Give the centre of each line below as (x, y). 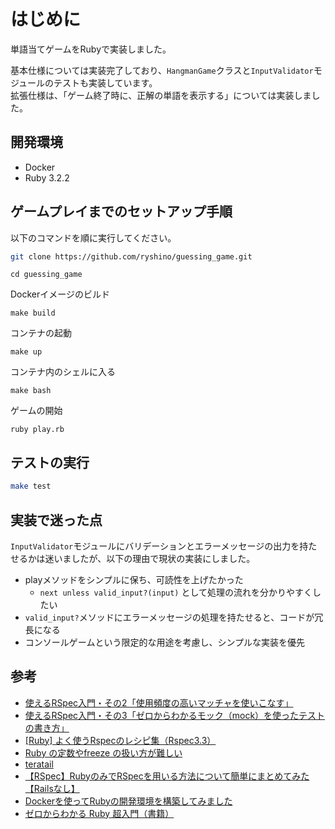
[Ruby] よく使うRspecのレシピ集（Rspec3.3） (120, 740)
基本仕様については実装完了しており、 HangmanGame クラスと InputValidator (162, 70)
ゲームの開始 (36, 411)
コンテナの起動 (41, 333)
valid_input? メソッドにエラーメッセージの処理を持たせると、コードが (169, 617)
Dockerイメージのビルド (60, 294)
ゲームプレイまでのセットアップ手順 (121, 211)
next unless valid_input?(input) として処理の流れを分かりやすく (176, 592)
